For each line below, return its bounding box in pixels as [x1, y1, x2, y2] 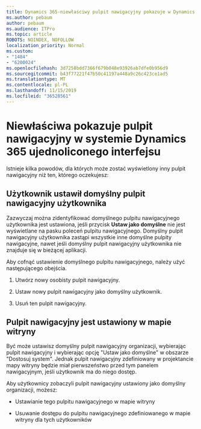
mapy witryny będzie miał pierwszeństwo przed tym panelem [6, 362, 159, 369]
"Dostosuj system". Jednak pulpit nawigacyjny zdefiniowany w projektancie [6, 355, 194, 363]
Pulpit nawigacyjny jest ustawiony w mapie [6, 317, 172, 327]
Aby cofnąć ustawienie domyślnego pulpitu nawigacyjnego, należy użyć [6, 258, 185, 265]
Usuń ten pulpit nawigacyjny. [14, 300, 87, 307]
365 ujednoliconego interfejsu [6, 144, 161, 158]
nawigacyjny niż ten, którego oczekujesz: [6, 171, 109, 178]
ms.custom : [6, 48, 34, 54]
